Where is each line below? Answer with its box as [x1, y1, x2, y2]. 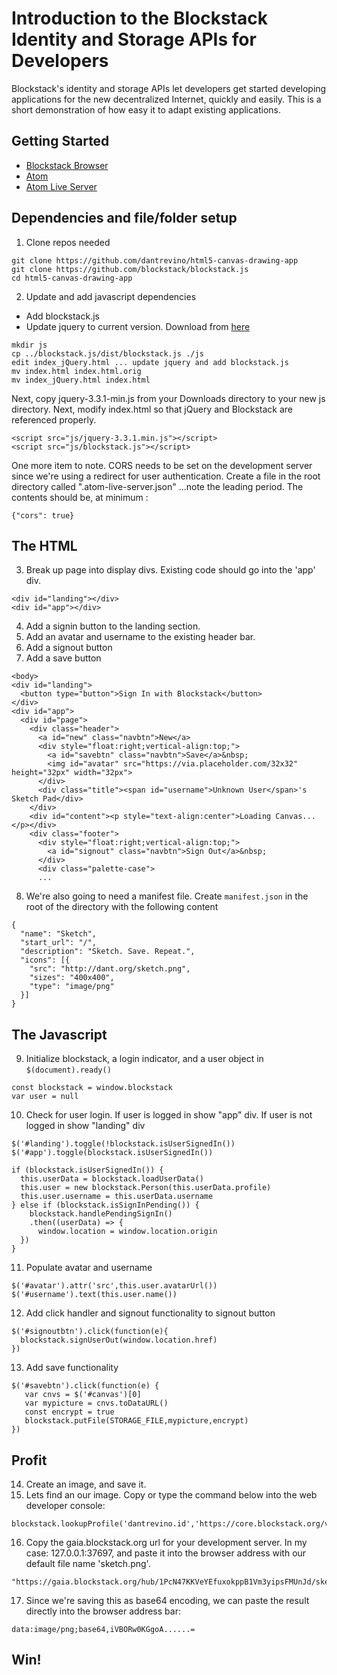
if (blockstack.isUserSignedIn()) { [11, 1165, 164, 1176]
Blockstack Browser [25, 159, 109, 171]
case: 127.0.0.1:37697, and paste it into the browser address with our [25, 1547, 307, 1559]
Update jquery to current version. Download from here [25, 320, 251, 332]
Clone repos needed [25, 236, 111, 248]
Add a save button [25, 652, 102, 664]
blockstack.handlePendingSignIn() [29, 1209, 173, 1219]
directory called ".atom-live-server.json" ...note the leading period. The [11, 480, 304, 492]
